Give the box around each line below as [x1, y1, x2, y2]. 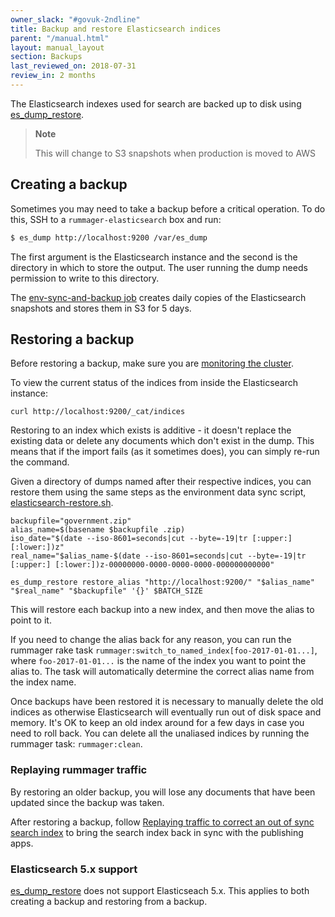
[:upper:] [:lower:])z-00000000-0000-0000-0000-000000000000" [10, 560, 275, 570]
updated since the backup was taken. [10, 796, 165, 808]
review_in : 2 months [10, 71, 97, 81]
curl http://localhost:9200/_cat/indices [10, 407, 186, 417]
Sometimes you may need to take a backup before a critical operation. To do [10, 202, 326, 215]
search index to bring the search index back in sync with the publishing [10, 826, 304, 838]
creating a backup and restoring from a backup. [10, 895, 208, 907]
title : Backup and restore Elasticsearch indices [10, 24, 222, 34]
